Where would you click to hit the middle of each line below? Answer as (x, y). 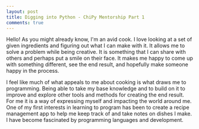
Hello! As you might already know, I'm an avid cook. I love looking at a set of (99, 40)
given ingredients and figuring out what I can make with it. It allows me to (96, 46)
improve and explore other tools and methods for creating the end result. (95, 95)
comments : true (25, 22)
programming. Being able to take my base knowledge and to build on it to (96, 89)
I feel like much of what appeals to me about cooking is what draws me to (96, 82)
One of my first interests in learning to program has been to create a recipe (98, 108)
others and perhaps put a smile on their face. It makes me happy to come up (99, 58)
